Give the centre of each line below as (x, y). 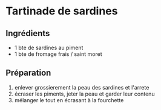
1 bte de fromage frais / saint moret (58, 54)
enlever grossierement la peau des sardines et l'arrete (82, 87)
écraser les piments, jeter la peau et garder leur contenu (84, 94)
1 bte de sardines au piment (49, 47)
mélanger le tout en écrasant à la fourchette (69, 100)
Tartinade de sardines (62, 11)
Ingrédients (28, 33)
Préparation (28, 73)
